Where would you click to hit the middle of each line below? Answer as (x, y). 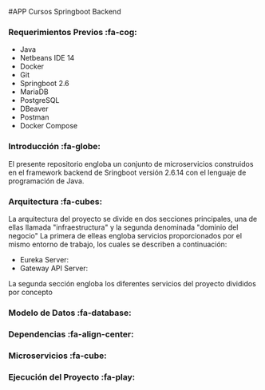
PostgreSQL (40, 100)
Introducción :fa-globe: (55, 147)
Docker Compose (49, 126)
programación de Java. (46, 181)
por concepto (31, 292)
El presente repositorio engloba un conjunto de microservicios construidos (131, 163)
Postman (34, 117)
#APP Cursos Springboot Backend (65, 12)
